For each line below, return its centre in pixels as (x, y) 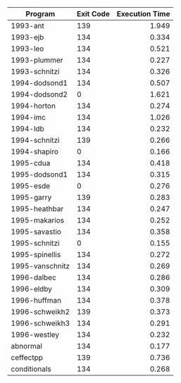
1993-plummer (37, 60)
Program (40, 14)
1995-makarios (38, 220)
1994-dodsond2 (39, 94)
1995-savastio (36, 232)
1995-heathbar (37, 209)
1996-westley (35, 335)
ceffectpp (27, 357)
